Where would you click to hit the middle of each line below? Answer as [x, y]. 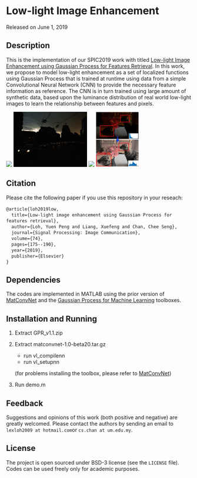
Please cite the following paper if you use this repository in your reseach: [95, 198]
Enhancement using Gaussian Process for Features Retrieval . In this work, [96, 66]
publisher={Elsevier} [38, 256]
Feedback [25, 403]
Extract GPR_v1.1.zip [39, 333]
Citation [21, 183]
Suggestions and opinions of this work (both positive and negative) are [92, 417]
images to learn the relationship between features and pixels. [80, 103]
